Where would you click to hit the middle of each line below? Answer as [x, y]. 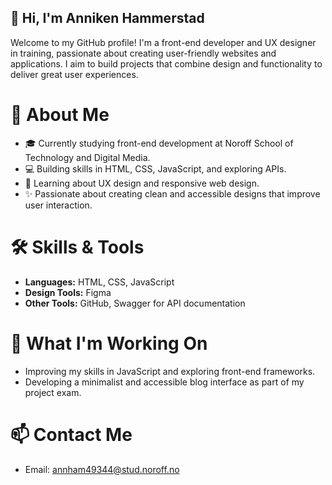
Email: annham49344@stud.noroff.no [102, 469]
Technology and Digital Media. [87, 157]
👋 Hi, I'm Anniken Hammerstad [107, 18]
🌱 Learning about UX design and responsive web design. [142, 183]
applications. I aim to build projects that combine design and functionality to [166, 63]
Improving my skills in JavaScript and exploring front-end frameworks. [170, 371]
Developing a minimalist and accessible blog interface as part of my [164, 382]
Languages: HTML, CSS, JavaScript [99, 282]
